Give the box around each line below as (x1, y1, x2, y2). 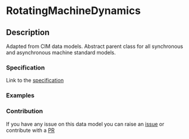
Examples (6, 92, 35, 100)
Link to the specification (6, 77, 64, 84)
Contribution (6, 107, 43, 115)
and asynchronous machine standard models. (6, 49, 116, 56)
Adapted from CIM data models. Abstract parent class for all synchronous (6, 43, 184, 50)
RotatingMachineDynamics (6, 4, 141, 18)
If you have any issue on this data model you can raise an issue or (6, 120, 164, 127)
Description (6, 27, 50, 37)
